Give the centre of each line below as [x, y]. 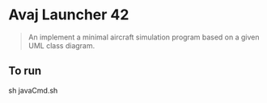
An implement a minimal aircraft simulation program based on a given [144, 37]
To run [25, 71]
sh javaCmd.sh [33, 90]
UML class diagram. [61, 45]
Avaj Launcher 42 [69, 15]
